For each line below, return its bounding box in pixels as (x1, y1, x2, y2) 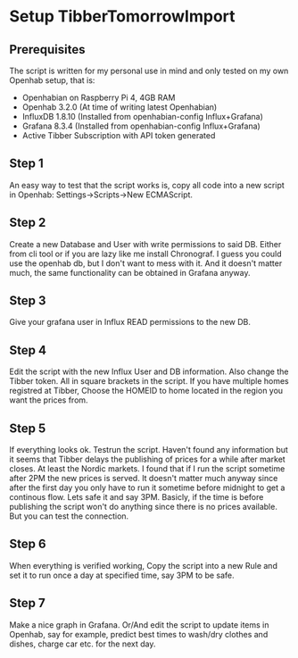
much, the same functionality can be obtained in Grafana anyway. (9, 267, 251, 278)
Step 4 (9, 342, 47, 358)
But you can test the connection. (9, 511, 129, 521)
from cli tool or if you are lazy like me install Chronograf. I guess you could (9, 248, 283, 259)
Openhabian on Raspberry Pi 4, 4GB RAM (21, 92, 176, 103)
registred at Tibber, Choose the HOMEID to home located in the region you (9, 386, 284, 396)
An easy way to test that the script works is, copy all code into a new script (9, 179, 286, 190)
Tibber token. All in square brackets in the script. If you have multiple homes (9, 376, 290, 387)
